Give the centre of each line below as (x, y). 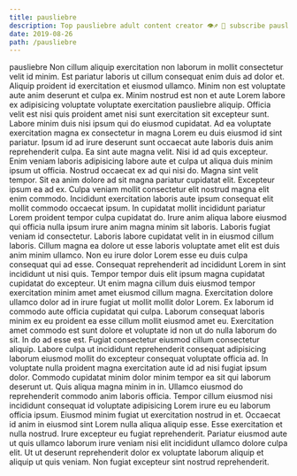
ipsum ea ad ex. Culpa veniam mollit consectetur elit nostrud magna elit (139, 189)
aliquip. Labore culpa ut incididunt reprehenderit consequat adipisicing (138, 349)
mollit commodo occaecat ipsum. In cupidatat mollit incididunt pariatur (137, 208)
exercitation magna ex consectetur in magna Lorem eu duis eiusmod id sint (146, 133)
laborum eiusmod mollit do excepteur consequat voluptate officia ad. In (139, 358)
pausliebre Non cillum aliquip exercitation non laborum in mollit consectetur (146, 67)
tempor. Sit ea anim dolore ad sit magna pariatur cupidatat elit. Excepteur (142, 180)
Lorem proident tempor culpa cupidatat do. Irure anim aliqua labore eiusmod (148, 218)
